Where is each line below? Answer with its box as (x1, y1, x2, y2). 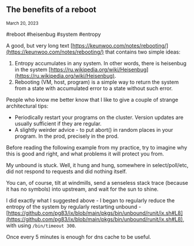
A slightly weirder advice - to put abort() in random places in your (14, 126, 173, 133)
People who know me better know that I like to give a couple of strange (6, 96, 178, 103)
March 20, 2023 (6, 20, 39, 26)
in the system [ (14, 66, 51, 73)
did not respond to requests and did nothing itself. (6, 168, 128, 175)
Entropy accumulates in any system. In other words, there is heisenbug (14, 59, 187, 67)
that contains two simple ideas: (105, 48, 180, 55)
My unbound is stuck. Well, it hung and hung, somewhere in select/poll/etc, (6, 161, 189, 168)
